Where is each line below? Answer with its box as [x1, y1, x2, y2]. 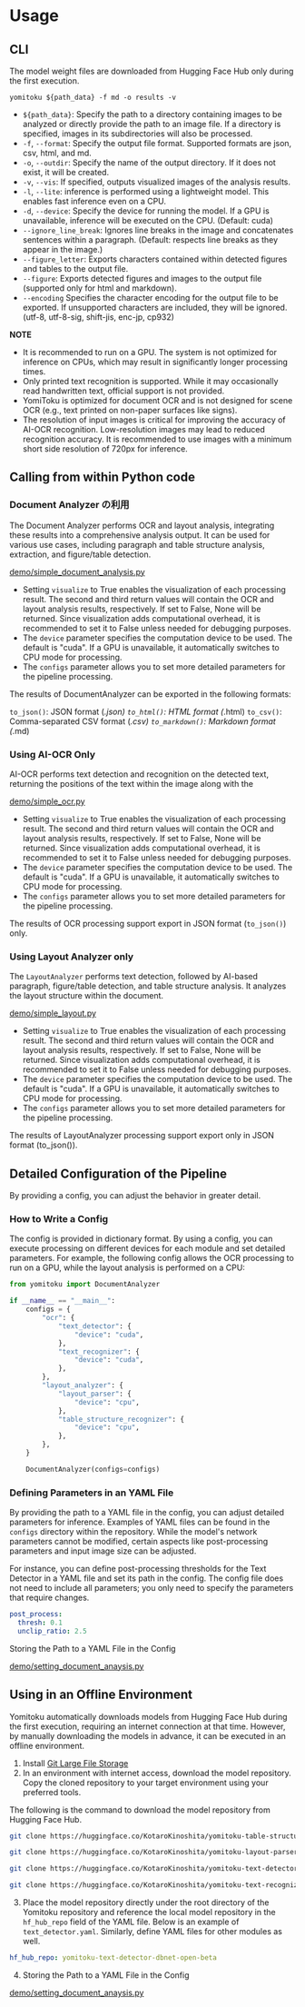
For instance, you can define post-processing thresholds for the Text [9, 1564, 267, 1575]
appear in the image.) [22, 244, 103, 254]
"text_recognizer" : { [57, 1346, 141, 1356]
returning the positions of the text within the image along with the [9, 778, 254, 789]
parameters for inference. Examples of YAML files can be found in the [9, 1516, 271, 1527]
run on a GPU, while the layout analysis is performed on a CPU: [9, 1262, 245, 1273]
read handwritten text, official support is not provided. [22, 385, 225, 396]
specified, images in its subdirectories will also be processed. [22, 128, 253, 139]
